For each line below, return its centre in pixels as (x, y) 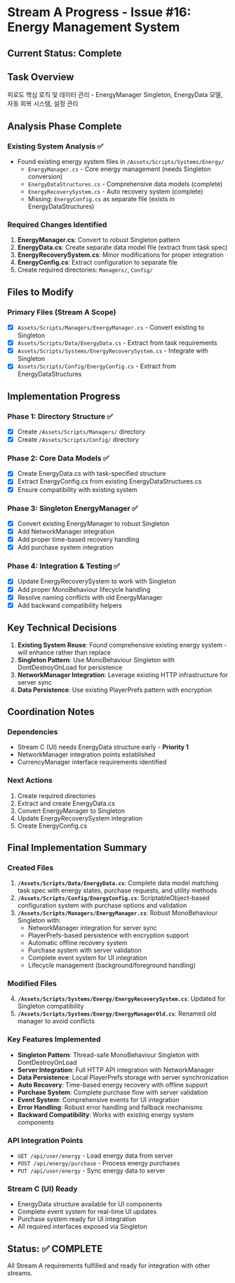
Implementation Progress (64, 396)
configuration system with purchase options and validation (102, 906)
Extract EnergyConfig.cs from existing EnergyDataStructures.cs (109, 481)
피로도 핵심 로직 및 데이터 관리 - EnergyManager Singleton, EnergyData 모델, (115, 95)
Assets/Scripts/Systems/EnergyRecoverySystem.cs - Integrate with (113, 351)
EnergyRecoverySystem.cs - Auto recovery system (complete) (115, 191)
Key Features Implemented (54, 1039)
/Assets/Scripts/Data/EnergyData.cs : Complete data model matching (118, 883)
